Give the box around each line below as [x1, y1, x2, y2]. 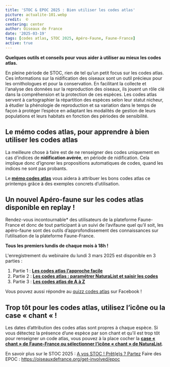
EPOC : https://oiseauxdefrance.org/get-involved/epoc [5, 356, 121, 362]
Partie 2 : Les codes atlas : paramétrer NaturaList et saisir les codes [12, 273, 158, 280]
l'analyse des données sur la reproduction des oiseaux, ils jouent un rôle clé [5, 86, 164, 92]
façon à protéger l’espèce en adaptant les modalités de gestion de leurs [5, 107, 156, 113]
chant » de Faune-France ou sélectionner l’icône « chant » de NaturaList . [5, 341, 163, 347]
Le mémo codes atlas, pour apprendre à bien [5, 128, 150, 136]
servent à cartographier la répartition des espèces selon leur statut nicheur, [5, 97, 164, 103]
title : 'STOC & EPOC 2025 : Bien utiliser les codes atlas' [5, 7, 136, 13]
